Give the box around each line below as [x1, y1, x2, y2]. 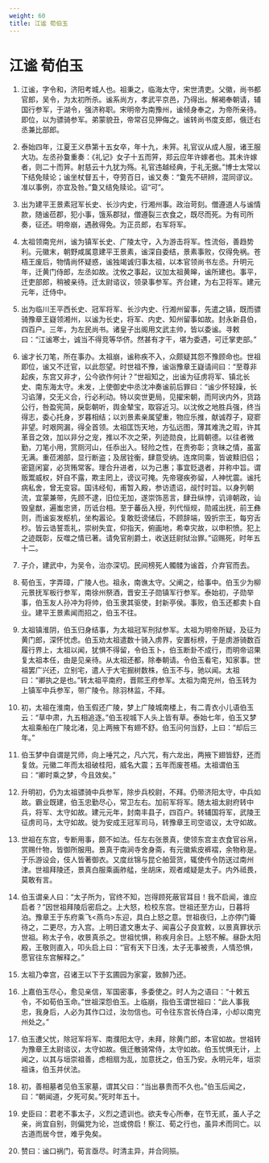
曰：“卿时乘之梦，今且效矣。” [20, 770, 116, 780]
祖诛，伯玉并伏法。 [20, 1065, 85, 1074]
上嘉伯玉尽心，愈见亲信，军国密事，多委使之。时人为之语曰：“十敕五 [20, 987, 250, 997]
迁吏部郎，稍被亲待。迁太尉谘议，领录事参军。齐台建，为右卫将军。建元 [20, 277, 261, 287]
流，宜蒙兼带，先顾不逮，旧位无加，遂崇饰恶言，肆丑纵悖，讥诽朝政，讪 [20, 493, 261, 502]
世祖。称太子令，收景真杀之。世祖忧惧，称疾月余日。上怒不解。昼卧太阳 [20, 932, 261, 942]
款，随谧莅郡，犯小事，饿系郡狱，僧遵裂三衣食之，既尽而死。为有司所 [20, 210, 255, 219]
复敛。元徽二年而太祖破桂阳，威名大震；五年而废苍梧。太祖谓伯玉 [20, 760, 240, 770]
